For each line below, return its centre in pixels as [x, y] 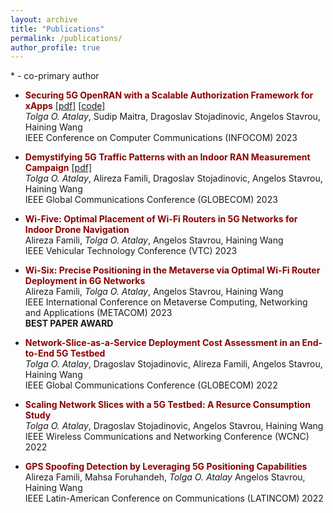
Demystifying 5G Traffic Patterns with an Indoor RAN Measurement [167, 157]
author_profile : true [55, 47]
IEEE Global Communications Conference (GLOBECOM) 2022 [151, 385]
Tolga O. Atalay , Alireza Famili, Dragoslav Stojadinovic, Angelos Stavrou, [173, 178]
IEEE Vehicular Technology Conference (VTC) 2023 [131, 251]
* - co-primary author [55, 76]
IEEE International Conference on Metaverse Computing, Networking [166, 302]
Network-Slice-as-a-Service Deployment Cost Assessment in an [162, 343]
